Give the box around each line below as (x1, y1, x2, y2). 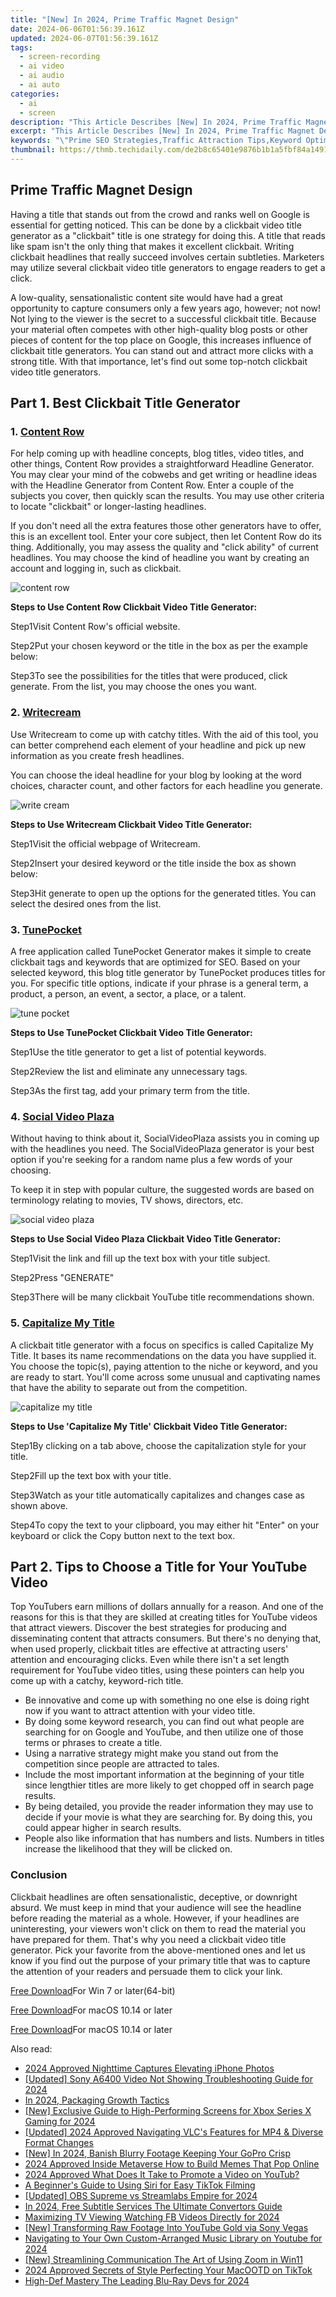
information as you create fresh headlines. (10, 749, 185, 761)
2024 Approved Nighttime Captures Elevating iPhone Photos (24, 2062, 275, 2074)
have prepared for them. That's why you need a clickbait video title (10, 1933, 287, 1945)
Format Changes (24, 2136, 94, 2148)
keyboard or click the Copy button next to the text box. (10, 1529, 236, 1541)
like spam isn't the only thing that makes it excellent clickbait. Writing (10, 240, 295, 252)
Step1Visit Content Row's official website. (10, 621, 181, 633)
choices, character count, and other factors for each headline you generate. (10, 779, 323, 791)
